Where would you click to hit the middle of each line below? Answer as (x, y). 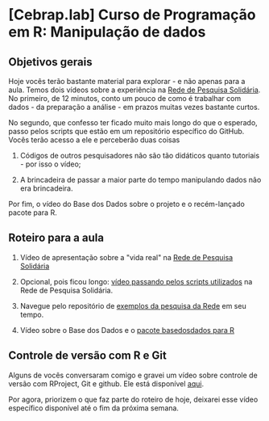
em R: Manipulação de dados (107, 32)
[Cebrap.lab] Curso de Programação (132, 15)
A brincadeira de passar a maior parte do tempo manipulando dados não (141, 180)
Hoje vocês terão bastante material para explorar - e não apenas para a (127, 81)
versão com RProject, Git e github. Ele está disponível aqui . (106, 383)
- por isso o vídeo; (50, 164)
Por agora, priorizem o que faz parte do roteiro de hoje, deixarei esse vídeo (133, 399)
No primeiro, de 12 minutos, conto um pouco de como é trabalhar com (125, 98)
